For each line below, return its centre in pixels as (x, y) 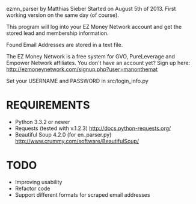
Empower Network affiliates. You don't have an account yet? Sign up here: (98, 63)
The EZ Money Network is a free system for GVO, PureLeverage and (91, 56)
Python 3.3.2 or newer (42, 122)
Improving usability (38, 182)
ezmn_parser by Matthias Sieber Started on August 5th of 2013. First (91, 9)
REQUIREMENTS (48, 105)
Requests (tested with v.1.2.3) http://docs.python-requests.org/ (93, 128)
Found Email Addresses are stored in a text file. (65, 45)
